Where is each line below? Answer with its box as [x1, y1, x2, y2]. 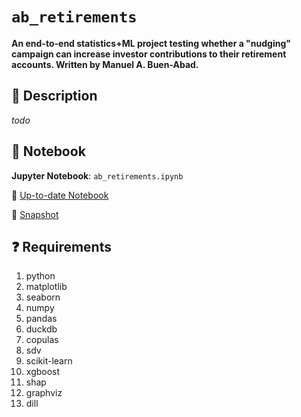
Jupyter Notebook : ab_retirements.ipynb [11, 169, 184, 182]
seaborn [25, 291, 61, 303]
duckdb [25, 323, 58, 335]
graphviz [25, 387, 63, 399]
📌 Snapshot [11, 208, 59, 220]
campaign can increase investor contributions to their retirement [11, 48, 287, 60]
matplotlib [25, 281, 68, 293]
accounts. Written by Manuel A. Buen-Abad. [11, 58, 199, 70]
